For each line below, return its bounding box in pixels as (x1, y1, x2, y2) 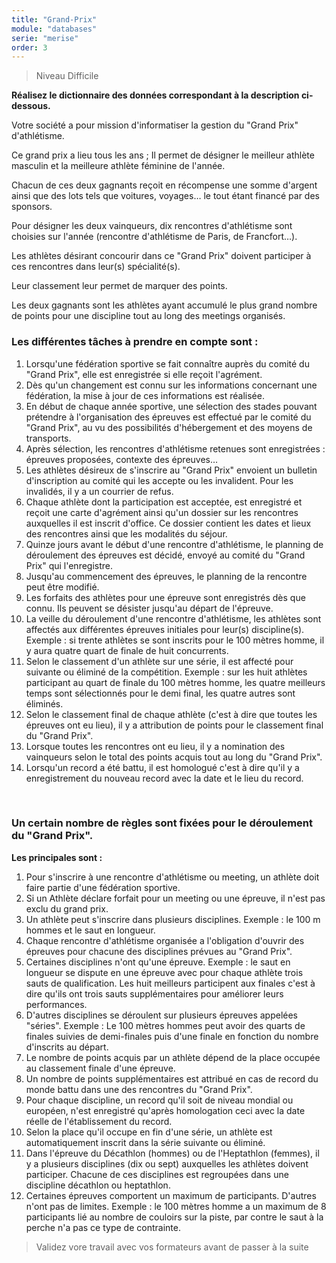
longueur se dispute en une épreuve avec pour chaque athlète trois (25, 966, 304, 978)
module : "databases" (11, 24, 98, 34)
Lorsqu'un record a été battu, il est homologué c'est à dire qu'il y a (25, 761, 300, 773)
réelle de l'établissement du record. (25, 1115, 173, 1127)
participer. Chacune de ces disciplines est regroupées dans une (25, 1168, 289, 1180)
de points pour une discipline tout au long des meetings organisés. (11, 310, 286, 322)
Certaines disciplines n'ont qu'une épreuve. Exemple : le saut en (25, 956, 291, 968)
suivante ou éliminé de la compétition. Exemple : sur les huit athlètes (25, 666, 308, 678)
